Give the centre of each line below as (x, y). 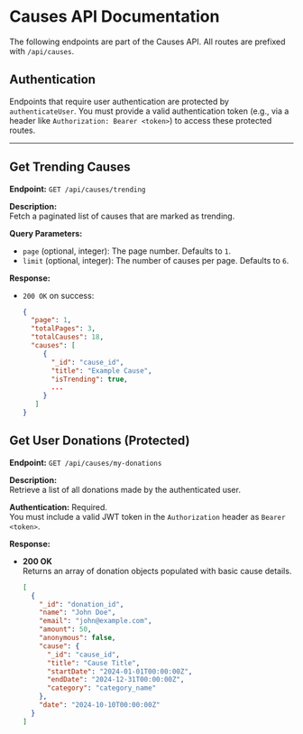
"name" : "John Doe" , (78, 613)
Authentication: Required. (59, 506)
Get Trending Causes (70, 167)
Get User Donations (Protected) (100, 441)
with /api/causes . (42, 51)
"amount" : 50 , (65, 629)
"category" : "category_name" (101, 688)
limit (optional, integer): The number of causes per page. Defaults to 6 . (156, 260)
